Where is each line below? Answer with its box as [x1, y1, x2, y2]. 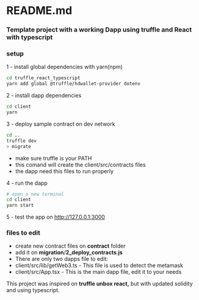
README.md [6, 4, 73, 18]
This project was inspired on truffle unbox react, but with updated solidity [6, 280, 194, 287]
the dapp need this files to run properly [15, 167, 114, 174]
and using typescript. [6, 287, 60, 294]
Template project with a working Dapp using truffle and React [6, 26, 192, 34]
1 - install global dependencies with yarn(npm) [6, 63, 123, 71]
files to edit [6, 229, 41, 237]
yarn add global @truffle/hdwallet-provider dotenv [6, 80, 140, 87]
